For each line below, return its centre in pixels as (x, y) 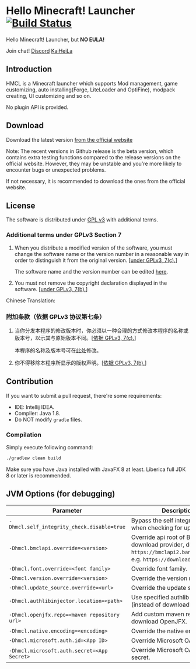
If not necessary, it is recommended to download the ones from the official (96, 181)
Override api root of (158, 537)
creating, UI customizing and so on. (49, 95)
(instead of (146, 605)
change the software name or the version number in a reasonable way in (101, 254)
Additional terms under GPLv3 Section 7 (64, 235)
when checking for (157, 527)
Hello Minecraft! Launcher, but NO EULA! (55, 39)
